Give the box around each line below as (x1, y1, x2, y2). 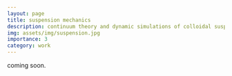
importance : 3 (7, 36, 48, 43)
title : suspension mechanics (7, 17, 91, 23)
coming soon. (7, 61, 46, 69)
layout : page (7, 10, 45, 17)
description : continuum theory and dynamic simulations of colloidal (7, 23, 212, 30)
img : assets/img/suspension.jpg (7, 29, 100, 37)
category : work (7, 42, 51, 49)
